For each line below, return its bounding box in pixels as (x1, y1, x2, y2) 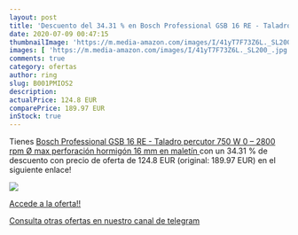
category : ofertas (9, 63, 77, 72)
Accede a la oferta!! (9, 199, 82, 209)
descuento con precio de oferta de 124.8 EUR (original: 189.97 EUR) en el (9, 155, 277, 166)
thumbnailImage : (9, 37, 69, 47)
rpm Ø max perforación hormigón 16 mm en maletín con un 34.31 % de (9, 145, 268, 156)
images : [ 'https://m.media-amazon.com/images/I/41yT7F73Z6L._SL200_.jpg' (9, 46, 292, 55)
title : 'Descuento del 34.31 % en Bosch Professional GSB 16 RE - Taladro (9, 21, 292, 30)
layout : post (9, 12, 58, 22)
